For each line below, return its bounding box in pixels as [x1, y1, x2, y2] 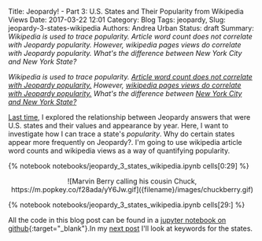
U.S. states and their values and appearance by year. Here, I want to [8, 121, 229, 130]
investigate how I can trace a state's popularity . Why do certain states [8, 129, 235, 139]
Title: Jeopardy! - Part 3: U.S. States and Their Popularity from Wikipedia [8, 7, 244, 16]
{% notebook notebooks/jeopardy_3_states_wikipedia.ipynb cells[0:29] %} [8, 161, 249, 170]
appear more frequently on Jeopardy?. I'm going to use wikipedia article [8, 138, 242, 146]
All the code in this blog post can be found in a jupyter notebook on [8, 216, 227, 224]
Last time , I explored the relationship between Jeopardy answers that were [8, 113, 251, 121]
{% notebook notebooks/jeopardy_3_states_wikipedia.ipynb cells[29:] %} [8, 200, 245, 209]
